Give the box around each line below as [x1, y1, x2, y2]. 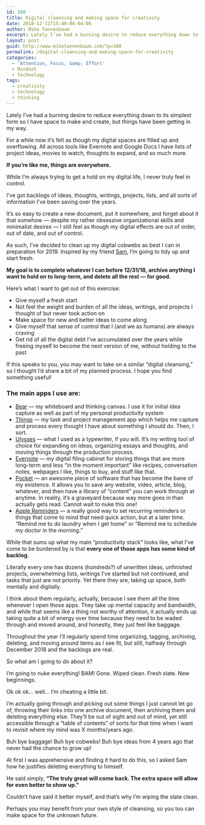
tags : [6, 77, 20, 83]
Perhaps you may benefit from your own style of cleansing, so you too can [6, 805, 195, 813]
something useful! [6, 374, 52, 381]
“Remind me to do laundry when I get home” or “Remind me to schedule [15, 520, 197, 528]
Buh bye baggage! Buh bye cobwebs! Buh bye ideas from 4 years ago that [6, 738, 194, 745]
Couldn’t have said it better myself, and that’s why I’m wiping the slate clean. [6, 793, 199, 800]
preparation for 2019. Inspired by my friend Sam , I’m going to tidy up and [6, 248, 190, 255]
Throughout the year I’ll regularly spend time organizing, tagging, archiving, [6, 633, 197, 640]
